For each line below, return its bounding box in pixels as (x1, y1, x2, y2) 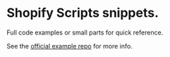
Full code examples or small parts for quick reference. (6, 28, 164, 37)
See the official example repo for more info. (6, 42, 133, 50)
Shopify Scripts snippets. (6, 5, 159, 21)
